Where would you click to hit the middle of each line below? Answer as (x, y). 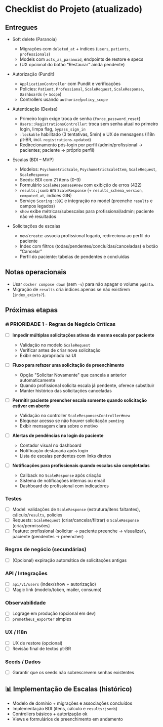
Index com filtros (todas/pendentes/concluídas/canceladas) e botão (89, 246)
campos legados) (37, 206)
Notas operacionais (36, 272)
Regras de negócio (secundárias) (46, 550)
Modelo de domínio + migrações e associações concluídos (72, 703)
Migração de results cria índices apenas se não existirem (71, 289)
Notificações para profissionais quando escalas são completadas (81, 465)
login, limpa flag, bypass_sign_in (53, 129)
